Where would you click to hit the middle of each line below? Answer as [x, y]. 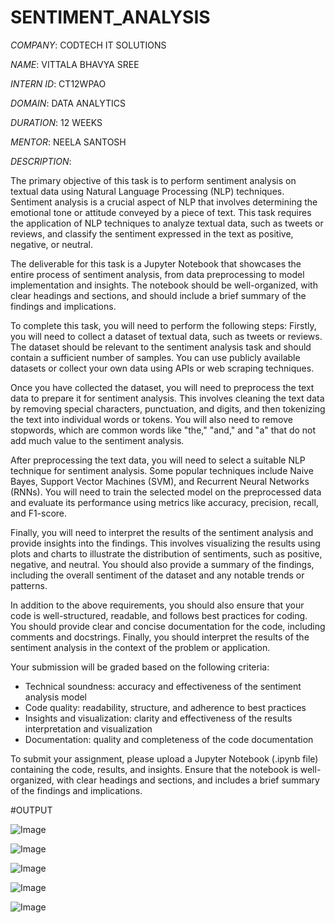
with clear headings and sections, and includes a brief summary [188, 780]
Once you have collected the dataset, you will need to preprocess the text [162, 387]
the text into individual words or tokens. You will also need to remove [151, 419]
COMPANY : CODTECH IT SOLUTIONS [88, 45]
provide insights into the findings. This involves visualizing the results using [165, 543]
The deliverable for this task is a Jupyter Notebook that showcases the [156, 263]
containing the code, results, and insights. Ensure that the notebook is [154, 769]
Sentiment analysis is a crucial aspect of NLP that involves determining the [164, 202]
